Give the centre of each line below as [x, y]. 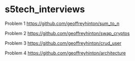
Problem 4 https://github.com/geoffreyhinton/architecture [65, 53]
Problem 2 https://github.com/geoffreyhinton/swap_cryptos [67, 33]
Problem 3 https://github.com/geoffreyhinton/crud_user [63, 43]
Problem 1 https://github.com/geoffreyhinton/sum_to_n [62, 23]
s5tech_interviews [45, 9]
